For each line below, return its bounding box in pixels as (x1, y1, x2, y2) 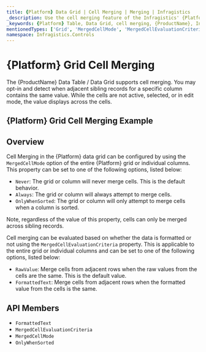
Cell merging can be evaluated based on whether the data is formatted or (6, 234, 192, 242)
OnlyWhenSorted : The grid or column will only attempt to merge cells (15, 197, 186, 205)
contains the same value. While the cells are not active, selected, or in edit (6, 91, 194, 99)
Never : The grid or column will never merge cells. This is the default (15, 178, 185, 185)
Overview (6, 136, 45, 147)
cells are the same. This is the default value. (15, 272, 127, 280)
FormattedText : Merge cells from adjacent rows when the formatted (15, 278, 186, 286)
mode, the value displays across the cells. (6, 98, 112, 105)
